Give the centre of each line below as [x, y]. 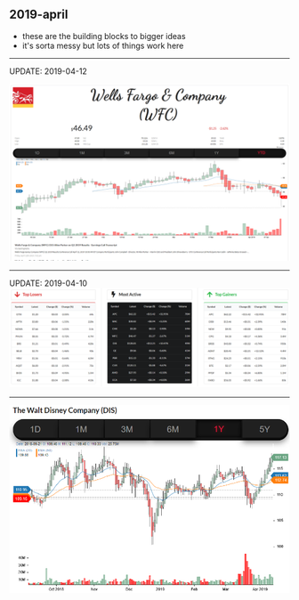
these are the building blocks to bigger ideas [104, 36]
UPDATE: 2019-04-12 [48, 71]
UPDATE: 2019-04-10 [48, 283]
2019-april [39, 15]
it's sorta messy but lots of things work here [103, 45]
